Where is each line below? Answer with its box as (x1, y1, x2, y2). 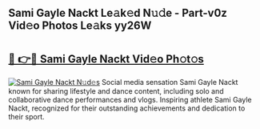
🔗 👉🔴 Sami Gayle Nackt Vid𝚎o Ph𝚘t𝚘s (8, 52, 204, 66)
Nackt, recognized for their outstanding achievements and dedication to (8, 103, 246, 113)
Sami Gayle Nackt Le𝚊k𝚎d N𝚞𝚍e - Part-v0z (8, 6, 228, 20)
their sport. (8, 112, 46, 121)
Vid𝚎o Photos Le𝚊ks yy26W (8, 19, 152, 33)
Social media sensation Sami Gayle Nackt (101, 78, 238, 87)
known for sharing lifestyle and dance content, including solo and (8, 87, 224, 95)
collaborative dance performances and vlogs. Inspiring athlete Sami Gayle (8, 95, 252, 104)
